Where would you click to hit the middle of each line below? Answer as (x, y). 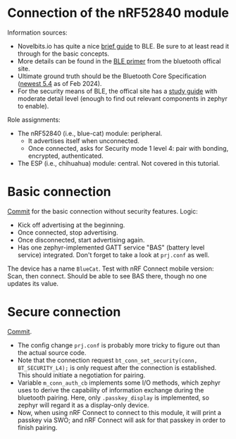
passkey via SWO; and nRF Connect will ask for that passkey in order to (122, 420)
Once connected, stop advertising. (68, 232)
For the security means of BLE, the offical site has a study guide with (117, 91)
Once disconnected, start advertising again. (81, 240)
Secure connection (64, 312)
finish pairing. (37, 427)
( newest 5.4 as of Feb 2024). (60, 83)
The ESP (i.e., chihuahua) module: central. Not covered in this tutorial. (119, 163)
